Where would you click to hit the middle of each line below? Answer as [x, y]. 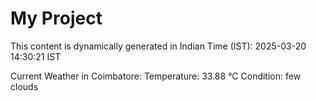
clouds [24, 86]
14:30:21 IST [36, 56]
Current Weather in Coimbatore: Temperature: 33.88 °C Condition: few [156, 76]
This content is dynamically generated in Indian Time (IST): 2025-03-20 [158, 46]
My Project [56, 18]
